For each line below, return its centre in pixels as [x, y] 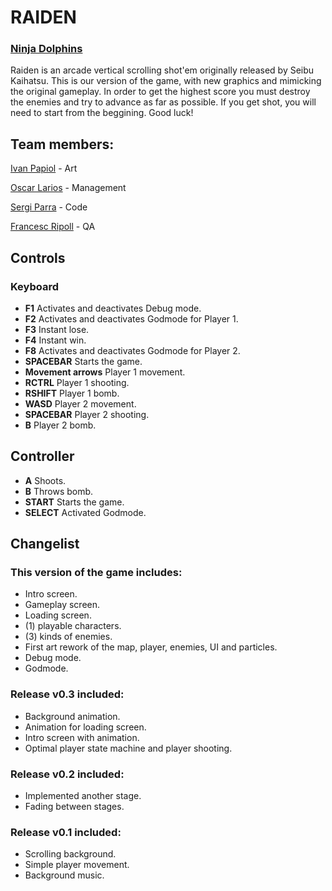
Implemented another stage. [83, 796]
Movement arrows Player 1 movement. [105, 372]
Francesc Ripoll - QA [53, 227]
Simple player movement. [77, 865]
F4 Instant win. [55, 340]
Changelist [45, 544]
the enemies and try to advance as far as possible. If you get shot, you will [163, 102]
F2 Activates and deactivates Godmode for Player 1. [131, 318]
